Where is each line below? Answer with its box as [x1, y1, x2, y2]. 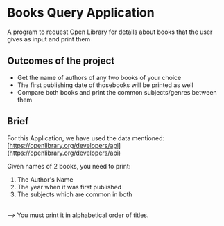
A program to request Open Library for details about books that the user [7, 28, 213, 36]
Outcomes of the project [7, 55, 115, 67]
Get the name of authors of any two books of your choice [17, 73, 182, 82]
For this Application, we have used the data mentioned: [7, 133, 165, 142]
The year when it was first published [17, 182, 122, 191]
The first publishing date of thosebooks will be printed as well [17, 81, 194, 89]
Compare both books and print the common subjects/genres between [17, 88, 217, 96]
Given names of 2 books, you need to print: [7, 162, 131, 170]
